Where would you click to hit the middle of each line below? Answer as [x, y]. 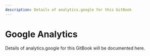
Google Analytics [41, 34]
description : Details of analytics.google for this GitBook [69, 10]
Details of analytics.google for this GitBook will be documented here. [75, 48]
